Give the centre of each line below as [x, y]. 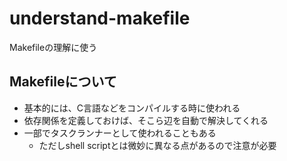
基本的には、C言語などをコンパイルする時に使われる [132, 108]
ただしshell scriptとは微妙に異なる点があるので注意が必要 [157, 145]
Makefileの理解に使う [53, 47]
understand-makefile [100, 18]
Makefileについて [63, 82]
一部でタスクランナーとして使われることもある [120, 133]
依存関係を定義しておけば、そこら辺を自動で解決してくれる [146, 120]
